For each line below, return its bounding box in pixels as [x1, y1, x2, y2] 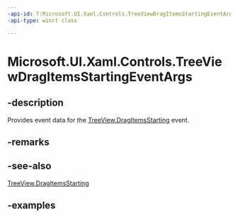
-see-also [7, 160, 52, 172]
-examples [7, 200, 56, 212]
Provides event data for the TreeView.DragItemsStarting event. [7, 115, 190, 124]
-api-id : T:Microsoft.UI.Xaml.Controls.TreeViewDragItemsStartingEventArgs [7, 10, 236, 18]
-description [7, 97, 64, 109]
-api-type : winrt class [7, 17, 78, 24]
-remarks [7, 136, 50, 148]
